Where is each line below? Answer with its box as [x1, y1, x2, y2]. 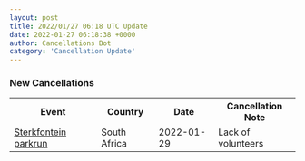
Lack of [218, 126, 251, 138]
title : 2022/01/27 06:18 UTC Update [9, 22, 148, 31]
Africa [101, 137, 127, 150]
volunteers [218, 137, 264, 150]
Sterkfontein [14, 126, 66, 138]
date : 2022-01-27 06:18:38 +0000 [9, 30, 136, 39]
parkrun [14, 137, 48, 150]
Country [107, 106, 144, 118]
